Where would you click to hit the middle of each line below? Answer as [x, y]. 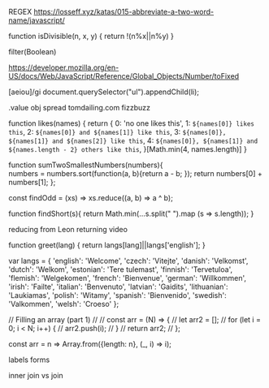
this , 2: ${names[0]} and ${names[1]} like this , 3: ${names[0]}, [117, 132]
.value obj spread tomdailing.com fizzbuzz [79, 108]
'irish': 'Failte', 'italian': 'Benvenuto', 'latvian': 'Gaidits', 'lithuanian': [118, 287]
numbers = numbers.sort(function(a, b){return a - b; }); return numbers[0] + [135, 173]
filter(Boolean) [33, 52]
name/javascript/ [37, 20]
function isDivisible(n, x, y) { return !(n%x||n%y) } [91, 36]
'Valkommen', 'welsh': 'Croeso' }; [64, 304]
